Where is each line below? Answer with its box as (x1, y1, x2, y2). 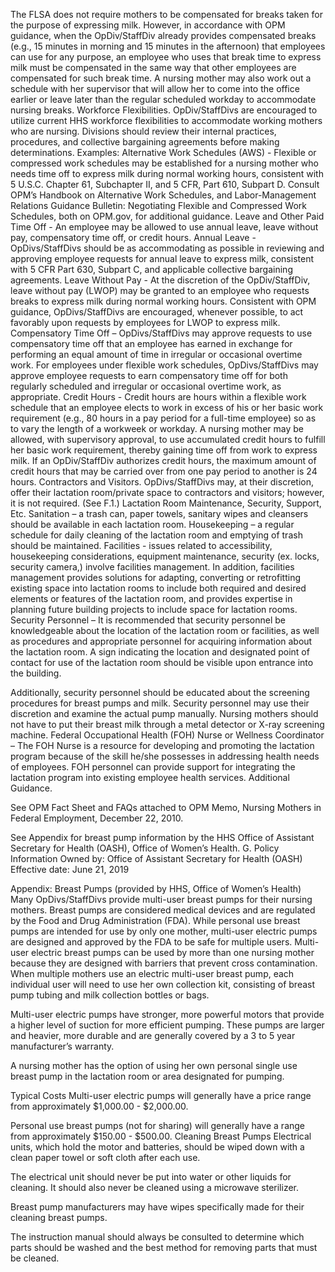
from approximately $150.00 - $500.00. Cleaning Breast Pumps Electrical (10, 1130, 312, 1142)
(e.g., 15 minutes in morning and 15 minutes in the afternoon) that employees (10, 40, 326, 52)
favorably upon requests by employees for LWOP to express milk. (10, 317, 281, 328)
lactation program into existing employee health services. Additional (10, 772, 290, 783)
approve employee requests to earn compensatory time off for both (10, 370, 288, 381)
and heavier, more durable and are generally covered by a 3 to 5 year (10, 1030, 296, 1041)
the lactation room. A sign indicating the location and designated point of (10, 646, 310, 658)
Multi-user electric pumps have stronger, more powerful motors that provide (10, 1009, 325, 1020)
